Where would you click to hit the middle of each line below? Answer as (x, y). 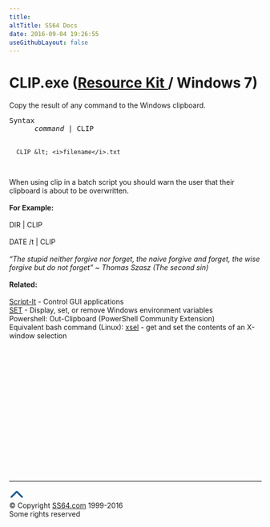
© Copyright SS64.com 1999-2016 (66, 505)
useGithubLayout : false (49, 43)
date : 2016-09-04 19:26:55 (54, 34)
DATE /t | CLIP (32, 242)
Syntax (22, 121)
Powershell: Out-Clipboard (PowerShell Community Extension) (112, 319)
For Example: (32, 208)
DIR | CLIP (26, 225)
